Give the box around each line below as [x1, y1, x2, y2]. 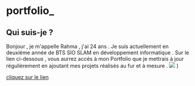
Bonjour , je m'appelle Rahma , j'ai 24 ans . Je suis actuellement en [6, 43, 169, 50]
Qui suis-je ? [6, 27, 54, 37]
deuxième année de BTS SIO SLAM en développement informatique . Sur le [6, 49, 190, 56]
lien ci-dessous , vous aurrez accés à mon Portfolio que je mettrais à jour [6, 56, 184, 62]
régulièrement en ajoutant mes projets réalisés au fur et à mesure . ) [6, 63, 179, 69]
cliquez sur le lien [6, 74, 49, 80]
